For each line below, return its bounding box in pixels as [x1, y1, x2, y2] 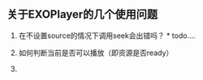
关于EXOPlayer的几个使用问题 [6, 7, 158, 22]
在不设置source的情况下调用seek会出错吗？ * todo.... [18, 31, 196, 40]
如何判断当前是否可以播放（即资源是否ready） [18, 48, 174, 57]
